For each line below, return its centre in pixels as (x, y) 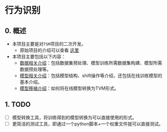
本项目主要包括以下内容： (39, 57)
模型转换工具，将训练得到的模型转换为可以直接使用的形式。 (74, 117)
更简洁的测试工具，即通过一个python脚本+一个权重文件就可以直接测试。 (88, 124)
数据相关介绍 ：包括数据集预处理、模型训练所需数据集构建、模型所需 (91, 63)
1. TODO (18, 105)
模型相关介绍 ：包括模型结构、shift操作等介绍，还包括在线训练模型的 (91, 76)
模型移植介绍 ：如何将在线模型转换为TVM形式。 (69, 88)
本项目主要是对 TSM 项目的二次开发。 (49, 44)
